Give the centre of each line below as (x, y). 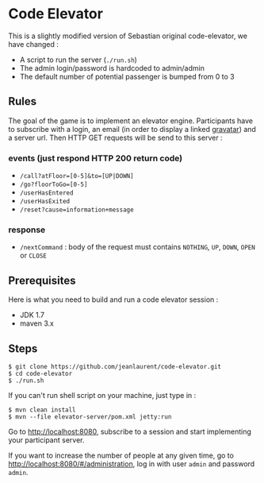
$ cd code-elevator (40, 373)
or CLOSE (33, 256)
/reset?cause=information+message (77, 210)
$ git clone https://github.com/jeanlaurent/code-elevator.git (115, 366)
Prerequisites (42, 280)
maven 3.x (36, 323)
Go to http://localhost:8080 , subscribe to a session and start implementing (130, 431)
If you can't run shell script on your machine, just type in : (102, 395)
